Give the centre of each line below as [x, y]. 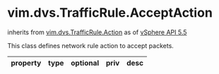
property [26, 63]
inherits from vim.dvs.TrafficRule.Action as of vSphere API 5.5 [97, 32]
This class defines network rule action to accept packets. [91, 45]
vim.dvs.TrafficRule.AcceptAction [110, 13]
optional [85, 63]
